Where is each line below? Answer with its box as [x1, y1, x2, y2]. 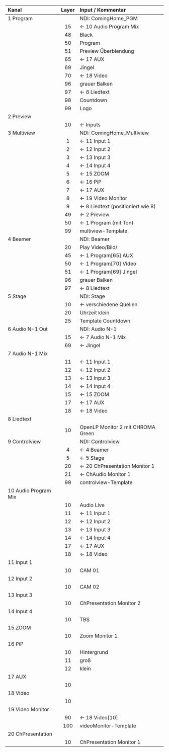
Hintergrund [79, 649, 108, 655]
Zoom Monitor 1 [79, 632, 118, 639]
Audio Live [79, 502, 105, 509]
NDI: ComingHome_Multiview [79, 129, 149, 136]
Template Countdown [79, 317, 131, 324]
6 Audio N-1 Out [8, 325, 48, 332]
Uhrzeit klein [79, 309, 110, 316]
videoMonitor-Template [79, 722, 137, 729]
